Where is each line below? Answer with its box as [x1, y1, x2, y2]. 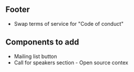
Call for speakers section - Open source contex [13, 59, 129, 66]
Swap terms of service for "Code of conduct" [13, 20, 124, 27]
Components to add [5, 37, 80, 47]
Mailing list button [13, 53, 57, 60]
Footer [5, 5, 30, 15]
